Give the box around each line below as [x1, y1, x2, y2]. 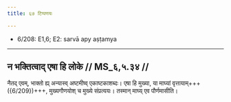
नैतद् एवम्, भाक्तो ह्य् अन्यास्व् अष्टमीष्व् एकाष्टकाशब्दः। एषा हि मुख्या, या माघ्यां [7, 79, 171, 88]
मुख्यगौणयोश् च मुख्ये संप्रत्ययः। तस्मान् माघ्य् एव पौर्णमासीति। [49, 87, 179, 95]
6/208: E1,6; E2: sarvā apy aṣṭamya [16, 35, 117, 43]
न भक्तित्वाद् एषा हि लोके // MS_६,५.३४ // [7, 61, 149, 73]
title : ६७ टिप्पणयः [7, 10, 53, 17]
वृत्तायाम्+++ [172, 79, 201, 88]
